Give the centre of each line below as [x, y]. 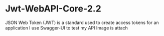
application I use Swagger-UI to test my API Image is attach [66, 27]
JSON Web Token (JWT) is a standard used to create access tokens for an [82, 22]
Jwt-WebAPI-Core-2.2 [53, 9]
